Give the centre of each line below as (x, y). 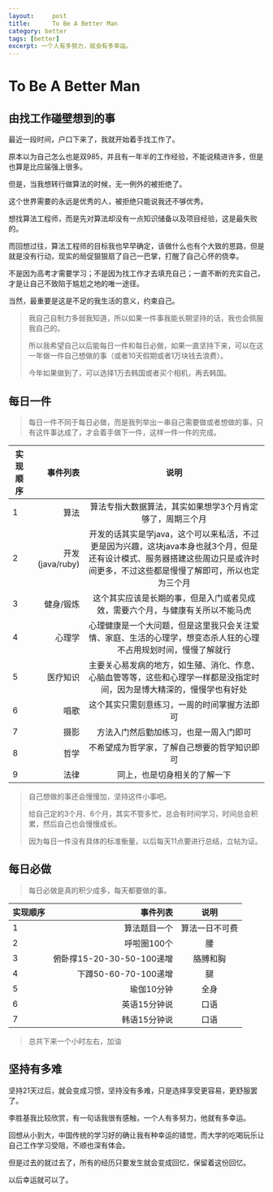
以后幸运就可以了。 (41, 1180)
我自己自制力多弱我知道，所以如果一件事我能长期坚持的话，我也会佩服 (146, 319)
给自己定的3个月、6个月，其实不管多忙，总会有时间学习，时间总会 (140, 813)
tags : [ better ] (34, 39)
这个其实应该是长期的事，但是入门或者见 (170, 598)
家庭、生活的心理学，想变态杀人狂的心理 (182, 637)
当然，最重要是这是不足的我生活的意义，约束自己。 (94, 301)
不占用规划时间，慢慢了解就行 (174, 649)
